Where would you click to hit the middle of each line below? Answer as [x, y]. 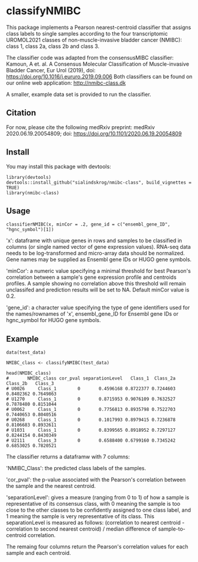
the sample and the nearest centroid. [51, 486]
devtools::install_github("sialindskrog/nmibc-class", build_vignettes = [99, 182]
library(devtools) [29, 177]
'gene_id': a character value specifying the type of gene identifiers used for [98, 308]
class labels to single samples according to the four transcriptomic [87, 33]
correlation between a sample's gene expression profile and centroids [91, 277]
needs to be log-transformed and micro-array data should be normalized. [95, 253]
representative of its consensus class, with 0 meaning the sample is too [93, 504]
